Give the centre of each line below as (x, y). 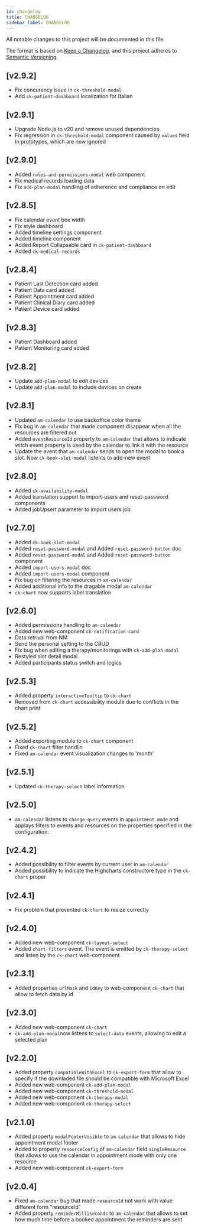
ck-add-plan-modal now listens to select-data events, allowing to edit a (100, 1033)
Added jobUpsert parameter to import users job (73, 509)
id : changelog (24, 12)
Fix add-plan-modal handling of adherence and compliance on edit (95, 187)
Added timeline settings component (58, 232)
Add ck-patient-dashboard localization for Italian (74, 96)
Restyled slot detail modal (46, 656)
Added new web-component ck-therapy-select (73, 1104)
